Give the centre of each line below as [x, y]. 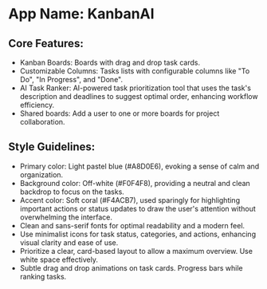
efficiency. [37, 105]
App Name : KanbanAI [81, 14]
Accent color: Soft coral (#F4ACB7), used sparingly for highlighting [130, 200]
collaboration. [42, 122]
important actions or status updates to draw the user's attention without [138, 208]
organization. [41, 174]
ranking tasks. [43, 276]
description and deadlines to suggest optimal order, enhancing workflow [139, 96]
